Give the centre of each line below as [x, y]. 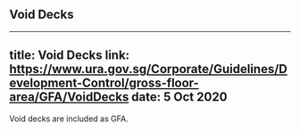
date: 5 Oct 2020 [179, 97]
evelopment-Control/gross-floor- [104, 83]
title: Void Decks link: [70, 56]
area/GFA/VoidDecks [69, 97]
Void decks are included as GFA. [69, 119]
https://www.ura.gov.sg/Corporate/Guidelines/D [149, 69]
